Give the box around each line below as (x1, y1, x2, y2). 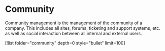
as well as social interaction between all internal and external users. (5, 30, 142, 36)
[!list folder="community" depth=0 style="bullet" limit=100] (5, 40, 126, 46)
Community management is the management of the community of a (5, 20, 143, 26)
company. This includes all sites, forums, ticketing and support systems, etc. (5, 25, 161, 31)
